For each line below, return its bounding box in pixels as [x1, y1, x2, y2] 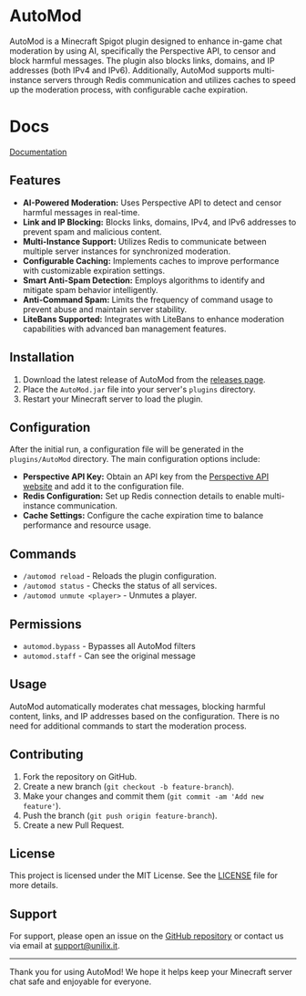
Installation [9, 350, 75, 365]
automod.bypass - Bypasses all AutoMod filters [22, 640, 196, 651]
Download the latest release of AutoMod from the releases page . [22, 373, 266, 384]
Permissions [9, 616, 82, 632]
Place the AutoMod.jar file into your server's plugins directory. [22, 383, 257, 394]
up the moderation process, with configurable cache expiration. [9, 84, 249, 95]
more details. [9, 880, 59, 891]
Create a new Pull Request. [22, 819, 125, 831]
